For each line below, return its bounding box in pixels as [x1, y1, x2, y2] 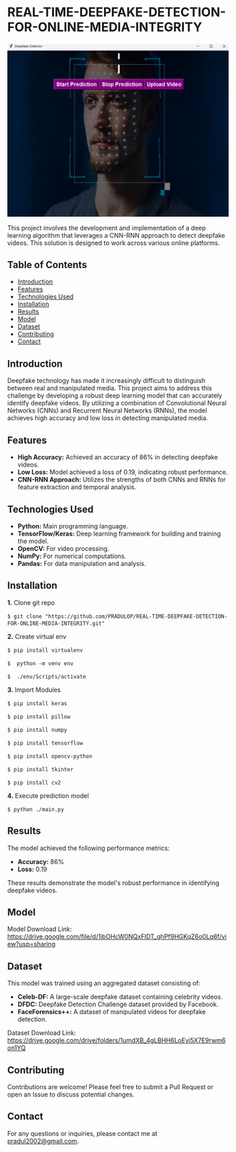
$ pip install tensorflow [7, 740, 83, 747]
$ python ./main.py [7, 806, 65, 813]
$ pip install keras [7, 700, 68, 707]
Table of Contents [7, 259, 88, 271]
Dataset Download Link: [7, 1029, 77, 1037]
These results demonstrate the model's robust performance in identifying [7, 878, 220, 887]
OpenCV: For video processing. [17, 544, 110, 552]
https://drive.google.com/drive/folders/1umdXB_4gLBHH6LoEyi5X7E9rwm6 [7, 1036, 226, 1045]
